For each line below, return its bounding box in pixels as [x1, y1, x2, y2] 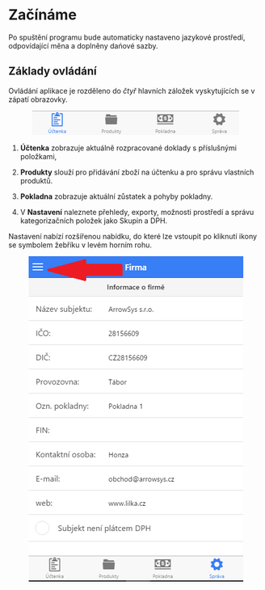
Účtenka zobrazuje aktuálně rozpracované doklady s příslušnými [19, 143, 237, 153]
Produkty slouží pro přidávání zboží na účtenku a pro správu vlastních [19, 167, 254, 177]
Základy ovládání [8, 65, 97, 78]
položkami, [19, 151, 57, 161]
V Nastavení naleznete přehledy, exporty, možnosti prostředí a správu [19, 207, 254, 217]
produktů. [19, 175, 53, 185]
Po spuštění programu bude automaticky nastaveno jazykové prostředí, [8, 32, 246, 42]
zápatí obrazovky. [8, 95, 68, 104]
